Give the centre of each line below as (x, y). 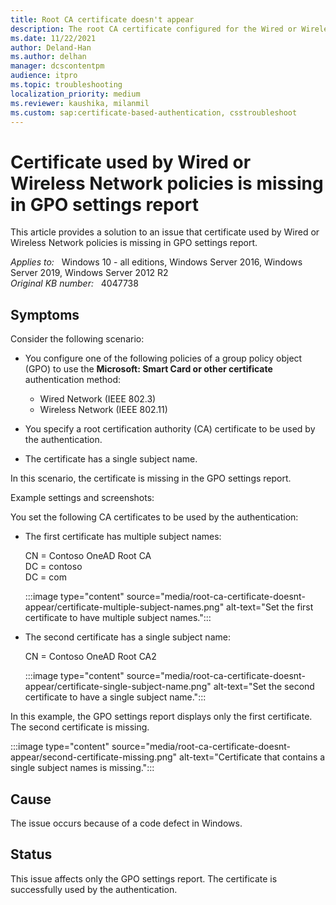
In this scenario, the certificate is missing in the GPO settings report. (151, 478)
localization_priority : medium (75, 94)
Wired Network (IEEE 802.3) (98, 399)
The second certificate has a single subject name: (127, 637)
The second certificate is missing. (80, 727)
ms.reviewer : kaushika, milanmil (80, 103)
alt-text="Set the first (270, 607)
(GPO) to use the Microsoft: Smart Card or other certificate (148, 369)
